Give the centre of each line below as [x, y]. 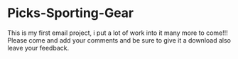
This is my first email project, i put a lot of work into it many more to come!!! [118, 33]
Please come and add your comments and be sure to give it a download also [119, 40]
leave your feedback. [38, 48]
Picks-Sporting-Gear [71, 13]
